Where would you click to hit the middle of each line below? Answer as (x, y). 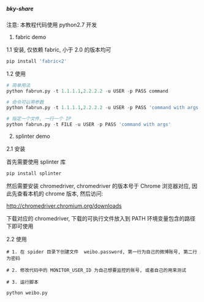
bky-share (20, 9)
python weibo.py (27, 293)
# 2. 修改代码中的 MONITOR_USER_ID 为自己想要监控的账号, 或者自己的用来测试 (96, 270)
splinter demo (33, 136)
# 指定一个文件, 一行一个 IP (39, 119)
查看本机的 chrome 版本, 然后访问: (60, 194)
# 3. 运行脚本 (22, 282)
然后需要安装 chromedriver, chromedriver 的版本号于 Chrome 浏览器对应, (99, 186)
